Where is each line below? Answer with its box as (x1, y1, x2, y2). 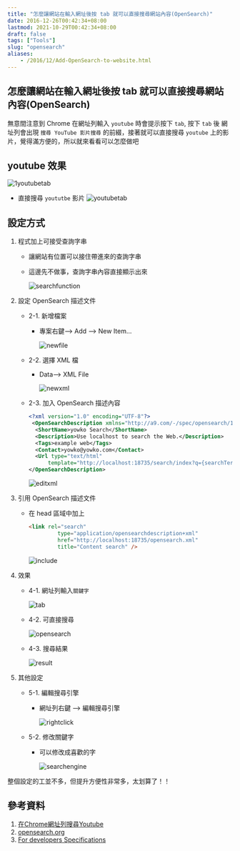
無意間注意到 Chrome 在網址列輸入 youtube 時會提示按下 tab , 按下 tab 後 (7, 119, 220, 127)
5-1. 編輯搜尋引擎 (28, 688, 80, 697)
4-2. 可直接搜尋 (28, 615, 75, 624)
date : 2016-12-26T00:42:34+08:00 (7, 17, 107, 24)
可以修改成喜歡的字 (39, 747, 96, 756)
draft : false (7, 30, 46, 38)
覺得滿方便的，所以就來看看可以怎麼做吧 (19, 136, 139, 145)
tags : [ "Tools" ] (7, 37, 56, 44)
